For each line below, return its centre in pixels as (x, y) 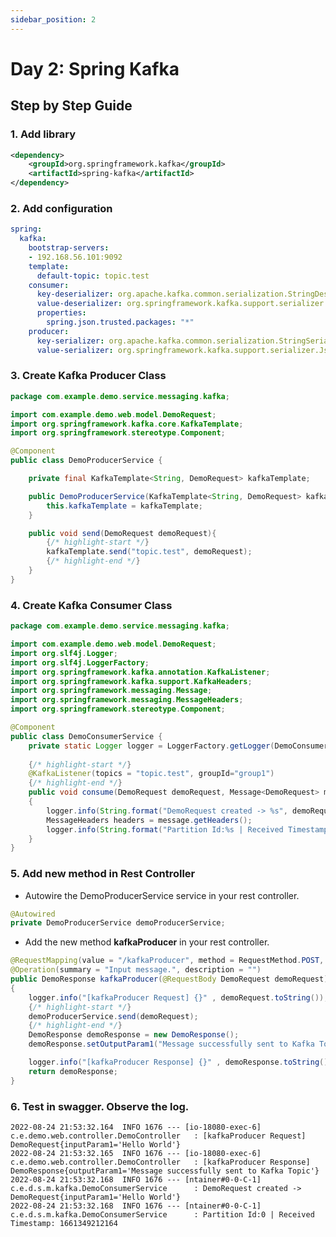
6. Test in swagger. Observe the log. (100, 1106)
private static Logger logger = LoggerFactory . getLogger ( (151, 746)
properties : (61, 313)
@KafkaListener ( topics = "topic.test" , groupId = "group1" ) (151, 774)
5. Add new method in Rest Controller (103, 874)
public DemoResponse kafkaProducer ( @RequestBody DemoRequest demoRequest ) (169, 979)
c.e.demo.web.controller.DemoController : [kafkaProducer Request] (158, 1136)
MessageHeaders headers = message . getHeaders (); (149, 820)
